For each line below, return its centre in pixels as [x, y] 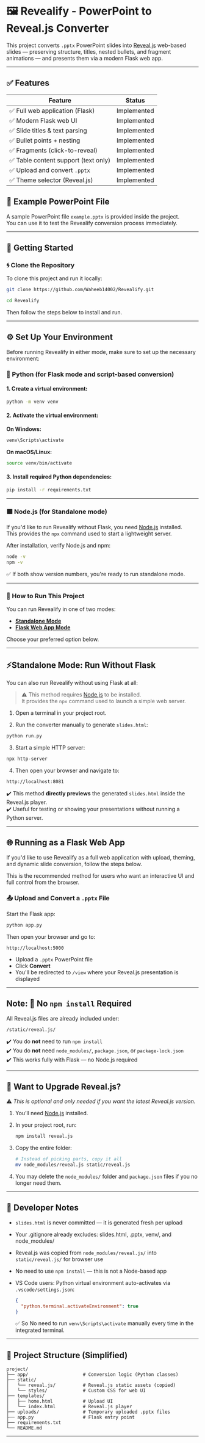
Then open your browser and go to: [51, 936]
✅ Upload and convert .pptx [50, 170]
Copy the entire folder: [43, 1148]
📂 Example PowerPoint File [58, 202]
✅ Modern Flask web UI [43, 120]
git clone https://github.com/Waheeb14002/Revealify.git [80, 290]
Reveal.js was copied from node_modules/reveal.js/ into [86, 1253]
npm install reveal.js [44, 1136]
